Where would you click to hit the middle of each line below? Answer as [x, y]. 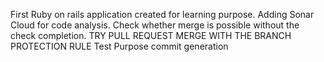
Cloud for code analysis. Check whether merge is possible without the [155, 25]
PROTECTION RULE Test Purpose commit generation [119, 46]
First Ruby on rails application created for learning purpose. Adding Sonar [162, 14]
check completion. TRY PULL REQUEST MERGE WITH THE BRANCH [151, 35]
